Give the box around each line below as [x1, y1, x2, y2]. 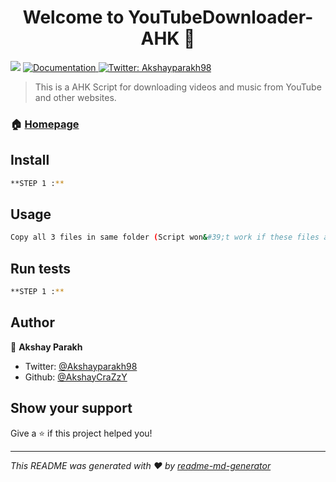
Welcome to [22, 6, 125, 29]
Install [10, 152, 50, 169]
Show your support [10, 400, 133, 417]
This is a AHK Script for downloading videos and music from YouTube [34, 81, 322, 93]
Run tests [10, 260, 71, 277]
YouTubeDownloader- [127, 6, 314, 29]
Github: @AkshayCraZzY [24, 371, 128, 383]
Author [10, 314, 55, 331]
